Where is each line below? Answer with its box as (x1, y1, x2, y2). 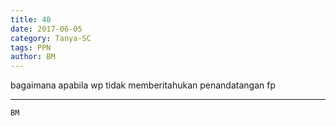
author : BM (10, 52, 56, 62)
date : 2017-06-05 (10, 24, 83, 34)
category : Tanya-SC (10, 33, 92, 43)
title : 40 (10, 14, 52, 25)
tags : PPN (10, 42, 52, 53)
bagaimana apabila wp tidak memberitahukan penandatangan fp (10, 79, 276, 91)
